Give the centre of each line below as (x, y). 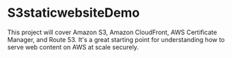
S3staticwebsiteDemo (73, 13)
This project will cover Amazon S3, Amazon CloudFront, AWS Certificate (112, 32)
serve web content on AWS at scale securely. (73, 47)
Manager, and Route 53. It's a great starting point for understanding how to (116, 39)
